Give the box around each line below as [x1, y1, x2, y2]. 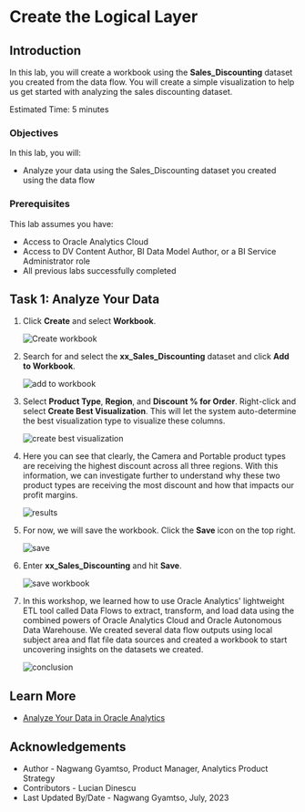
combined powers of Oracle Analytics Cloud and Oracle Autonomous [22, 615, 282, 626]
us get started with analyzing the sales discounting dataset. [9, 87, 233, 97]
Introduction [9, 43, 82, 58]
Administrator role [22, 255, 91, 266]
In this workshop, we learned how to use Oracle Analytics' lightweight [22, 596, 285, 607]
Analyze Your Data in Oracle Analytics [22, 713, 166, 724]
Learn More [9, 688, 76, 703]
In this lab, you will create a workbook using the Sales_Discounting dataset [9, 67, 293, 78]
